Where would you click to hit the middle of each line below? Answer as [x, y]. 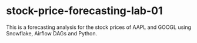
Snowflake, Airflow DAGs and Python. [52, 33]
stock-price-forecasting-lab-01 [84, 11]
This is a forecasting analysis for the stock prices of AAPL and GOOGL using [99, 27]
